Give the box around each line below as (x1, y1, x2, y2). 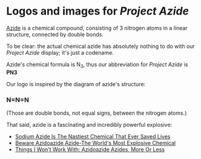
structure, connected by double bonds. (6, 30, 104, 38)
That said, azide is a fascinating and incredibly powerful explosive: (6, 121, 173, 129)
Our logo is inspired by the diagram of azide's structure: (6, 80, 146, 87)
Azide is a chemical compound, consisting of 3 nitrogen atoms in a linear (6, 24, 188, 32)
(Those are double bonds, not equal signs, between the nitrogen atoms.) (6, 109, 187, 117)
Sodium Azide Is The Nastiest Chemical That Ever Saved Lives (15, 133, 171, 140)
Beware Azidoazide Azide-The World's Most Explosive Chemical (15, 140, 176, 147)
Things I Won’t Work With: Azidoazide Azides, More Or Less (15, 146, 165, 153)
